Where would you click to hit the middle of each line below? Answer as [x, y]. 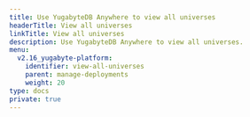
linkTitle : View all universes [67, 33]
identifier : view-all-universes [85, 67]
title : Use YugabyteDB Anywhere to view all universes [113, 17]
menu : [19, 50]
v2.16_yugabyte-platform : [65, 58]
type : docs [29, 91]
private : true [35, 99]
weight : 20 [45, 83]
